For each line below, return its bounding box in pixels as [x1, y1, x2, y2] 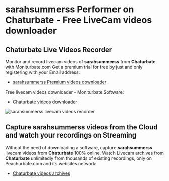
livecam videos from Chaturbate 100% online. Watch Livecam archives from [5, 150, 164, 156]
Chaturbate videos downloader [12, 99, 77, 105]
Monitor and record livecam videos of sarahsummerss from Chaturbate [5, 59, 156, 64]
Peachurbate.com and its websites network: [5, 160, 97, 166]
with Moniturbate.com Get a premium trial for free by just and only [5, 64, 143, 70]
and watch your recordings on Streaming [5, 131, 137, 140]
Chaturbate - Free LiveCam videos [5, 14, 152, 26]
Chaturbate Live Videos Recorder [5, 45, 112, 54]
